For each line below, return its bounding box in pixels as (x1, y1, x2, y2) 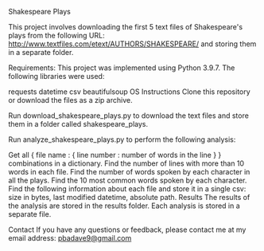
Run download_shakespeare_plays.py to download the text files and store (8, 111, 249, 120)
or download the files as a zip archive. (8, 96, 133, 104)
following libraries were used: (8, 72, 105, 80)
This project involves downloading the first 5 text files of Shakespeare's (8, 22, 243, 31)
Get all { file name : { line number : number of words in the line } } (8, 151, 222, 159)
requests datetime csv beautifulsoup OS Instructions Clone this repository (8, 87, 250, 96)
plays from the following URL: (8, 31, 105, 40)
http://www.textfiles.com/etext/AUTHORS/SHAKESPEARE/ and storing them (8, 39, 257, 49)
